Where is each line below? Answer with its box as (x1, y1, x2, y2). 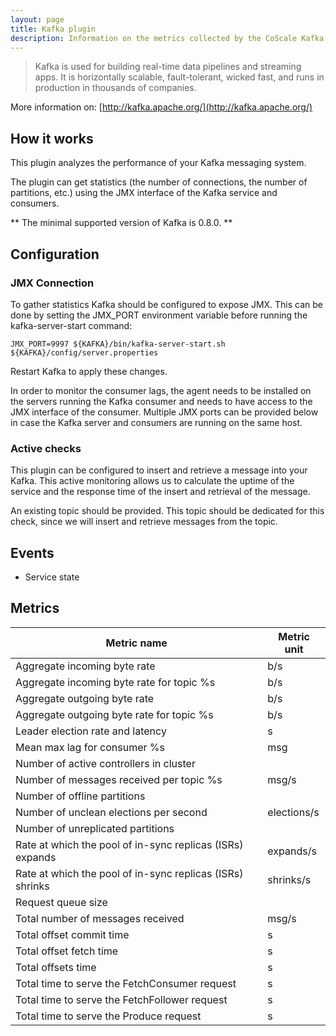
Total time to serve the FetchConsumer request (15, 976, 237, 990)
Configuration (10, 246, 100, 263)
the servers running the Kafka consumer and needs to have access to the (10, 395, 313, 407)
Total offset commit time (15, 927, 130, 941)
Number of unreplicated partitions (15, 821, 175, 835)
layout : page (10, 14, 65, 25)
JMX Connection (10, 276, 95, 290)
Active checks (10, 441, 82, 455)
